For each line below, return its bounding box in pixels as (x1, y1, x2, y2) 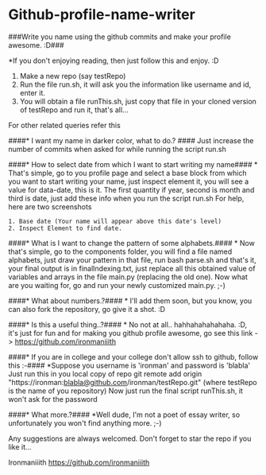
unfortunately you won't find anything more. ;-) (8, 418, 162, 427)
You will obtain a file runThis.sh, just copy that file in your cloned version (19, 96, 256, 106)
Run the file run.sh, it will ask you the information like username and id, (19, 80, 252, 89)
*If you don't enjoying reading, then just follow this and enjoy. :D (8, 56, 219, 65)
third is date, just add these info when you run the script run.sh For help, (8, 193, 245, 203)
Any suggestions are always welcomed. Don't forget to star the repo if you (8, 434, 252, 443)
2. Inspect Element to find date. (8, 224, 123, 232)
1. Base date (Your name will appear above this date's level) (8, 217, 222, 225)
